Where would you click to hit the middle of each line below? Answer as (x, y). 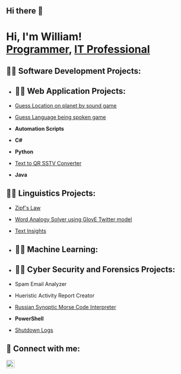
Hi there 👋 (25, 11)
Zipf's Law (28, 208)
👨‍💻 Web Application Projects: (70, 91)
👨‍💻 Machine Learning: (56, 249)
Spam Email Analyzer (41, 284)
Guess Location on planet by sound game (66, 105)
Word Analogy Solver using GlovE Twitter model (73, 219)
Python (24, 152)
